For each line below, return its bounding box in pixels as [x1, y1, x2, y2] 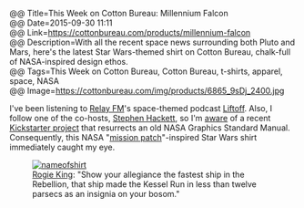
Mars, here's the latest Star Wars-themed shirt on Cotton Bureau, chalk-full [9, 47, 291, 57]
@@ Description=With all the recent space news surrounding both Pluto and [9, 36, 296, 47]
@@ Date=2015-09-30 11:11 [9, 17, 113, 28]
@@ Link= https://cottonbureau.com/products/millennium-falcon [9, 27, 251, 37]
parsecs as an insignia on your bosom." [32, 189, 180, 199]
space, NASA [9, 76, 59, 86]
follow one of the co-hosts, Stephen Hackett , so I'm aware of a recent [9, 113, 271, 123]
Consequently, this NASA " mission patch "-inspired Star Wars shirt [9, 132, 258, 142]
